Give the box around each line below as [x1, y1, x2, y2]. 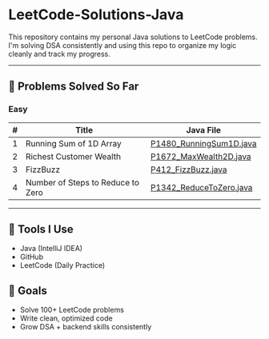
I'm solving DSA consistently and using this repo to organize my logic [8, 40, 237, 50]
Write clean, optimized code [19, 313, 114, 323]
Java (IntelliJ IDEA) [19, 244, 82, 253]
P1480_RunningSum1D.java [151, 138, 257, 149]
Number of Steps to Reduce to [25, 177, 140, 188]
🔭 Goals [8, 284, 48, 297]
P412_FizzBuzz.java [151, 164, 227, 175]
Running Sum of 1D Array [25, 138, 122, 149]
